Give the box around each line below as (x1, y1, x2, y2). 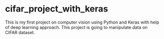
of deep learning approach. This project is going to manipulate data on (5, 24, 148, 30)
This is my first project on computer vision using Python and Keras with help (5, 19, 160, 25)
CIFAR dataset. (5, 29, 35, 35)
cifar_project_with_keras (5, 3, 109, 14)
